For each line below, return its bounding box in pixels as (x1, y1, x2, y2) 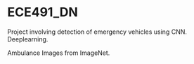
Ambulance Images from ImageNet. (7, 49, 110, 57)
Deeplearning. (7, 34, 48, 43)
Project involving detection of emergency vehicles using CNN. (7, 27, 188, 36)
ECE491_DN (7, 4, 79, 20)
